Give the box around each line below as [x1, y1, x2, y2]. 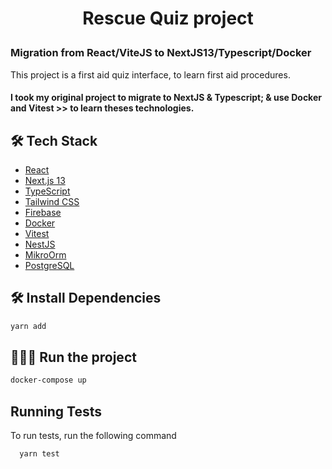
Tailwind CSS [24, 195, 80, 207]
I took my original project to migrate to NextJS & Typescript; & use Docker [10, 92, 322, 104]
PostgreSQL [24, 259, 75, 271]
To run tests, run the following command [10, 430, 177, 442]
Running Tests [10, 403, 102, 420]
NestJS [24, 238, 56, 250]
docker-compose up [10, 375, 87, 386]
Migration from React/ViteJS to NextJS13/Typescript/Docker [10, 46, 312, 60]
